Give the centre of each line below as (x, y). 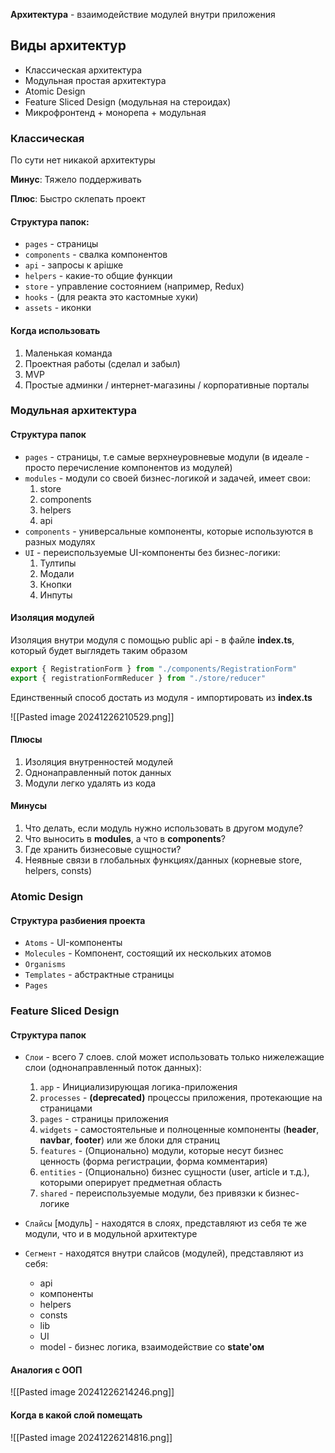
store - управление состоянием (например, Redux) (134, 286)
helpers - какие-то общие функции (98, 276)
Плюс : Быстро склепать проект (78, 199)
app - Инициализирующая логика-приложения (138, 1087)
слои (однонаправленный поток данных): (113, 1068)
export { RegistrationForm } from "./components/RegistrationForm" (154, 669)
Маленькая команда (68, 353)
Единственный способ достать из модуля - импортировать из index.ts (161, 697)
